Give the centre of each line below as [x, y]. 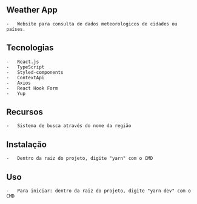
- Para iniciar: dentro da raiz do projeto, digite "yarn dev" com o [98, 191]
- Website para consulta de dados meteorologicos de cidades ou [92, 24]
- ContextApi [25, 77]
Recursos [25, 112]
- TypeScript [25, 67]
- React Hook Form [32, 88]
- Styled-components [35, 72]
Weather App [32, 10]
